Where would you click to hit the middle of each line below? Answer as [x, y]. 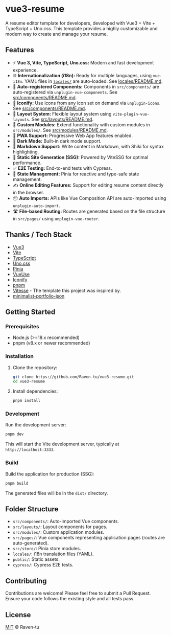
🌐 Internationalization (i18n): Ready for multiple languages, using [82, 75]
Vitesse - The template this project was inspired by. [67, 290]
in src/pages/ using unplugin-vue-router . [56, 218]
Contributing [26, 581]
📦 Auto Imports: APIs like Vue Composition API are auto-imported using [89, 198]
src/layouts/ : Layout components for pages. [60, 527]
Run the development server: [36, 425]
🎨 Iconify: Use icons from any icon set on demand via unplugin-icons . [87, 103]
